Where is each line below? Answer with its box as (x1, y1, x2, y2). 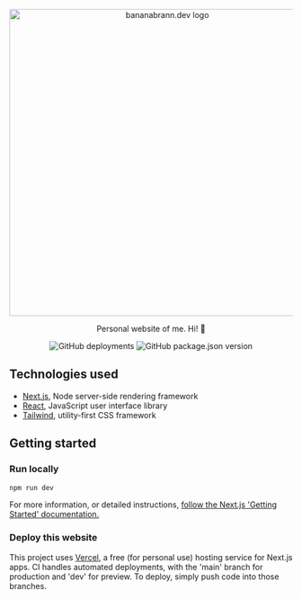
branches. (9, 580, 47, 591)
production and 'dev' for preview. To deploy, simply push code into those (9, 571, 280, 582)
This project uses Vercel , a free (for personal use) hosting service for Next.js (9, 551, 293, 562)
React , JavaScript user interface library (22, 400, 168, 411)
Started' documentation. (9, 509, 100, 520)
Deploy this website (9, 532, 98, 544)
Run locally (9, 463, 59, 476)
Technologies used (9, 367, 119, 382)
